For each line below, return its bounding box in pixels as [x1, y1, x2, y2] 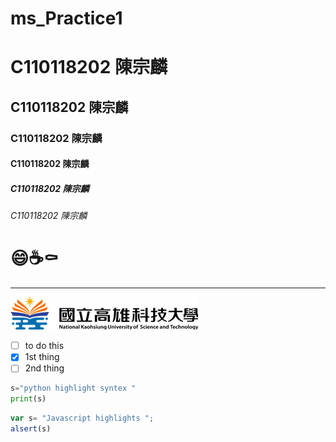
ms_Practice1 [10, 7, 123, 30]
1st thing [24, 351, 60, 363]
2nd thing [24, 362, 65, 374]
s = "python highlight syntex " [10, 383, 137, 394]
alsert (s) [10, 424, 52, 434]
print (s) [10, 394, 47, 404]
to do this [24, 340, 65, 352]
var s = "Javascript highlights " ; [10, 413, 155, 424]
